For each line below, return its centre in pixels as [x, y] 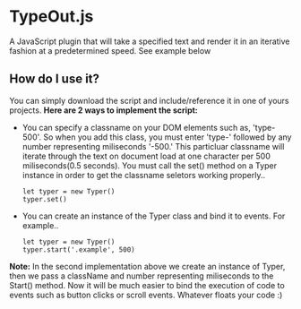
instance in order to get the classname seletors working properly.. [144, 175]
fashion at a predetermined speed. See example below [110, 50]
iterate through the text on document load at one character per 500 [146, 156]
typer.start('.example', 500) [79, 249]
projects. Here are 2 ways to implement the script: [104, 110]
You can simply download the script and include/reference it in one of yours [149, 100]
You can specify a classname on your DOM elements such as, [136, 127]
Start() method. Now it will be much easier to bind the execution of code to [147, 285]
